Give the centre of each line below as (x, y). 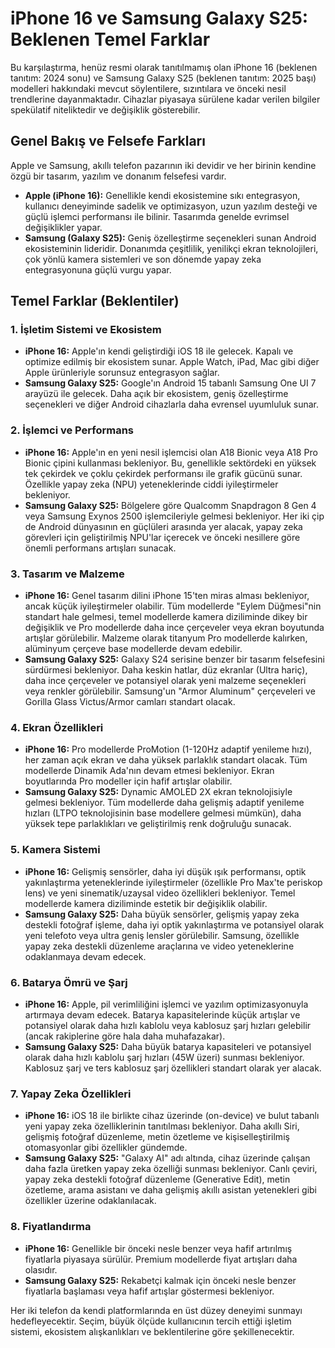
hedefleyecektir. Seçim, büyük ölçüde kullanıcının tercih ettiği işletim (151, 1321)
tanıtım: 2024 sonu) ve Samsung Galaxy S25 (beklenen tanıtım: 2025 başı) (163, 78)
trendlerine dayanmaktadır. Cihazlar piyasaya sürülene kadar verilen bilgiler (165, 99)
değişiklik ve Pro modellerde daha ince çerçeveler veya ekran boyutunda (174, 628)
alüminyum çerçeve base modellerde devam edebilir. (133, 649)
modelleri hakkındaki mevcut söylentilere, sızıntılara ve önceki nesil (148, 88)
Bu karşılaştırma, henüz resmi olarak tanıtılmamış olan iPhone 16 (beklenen (164, 67)
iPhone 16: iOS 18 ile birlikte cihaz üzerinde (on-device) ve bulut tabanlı (172, 1116)
